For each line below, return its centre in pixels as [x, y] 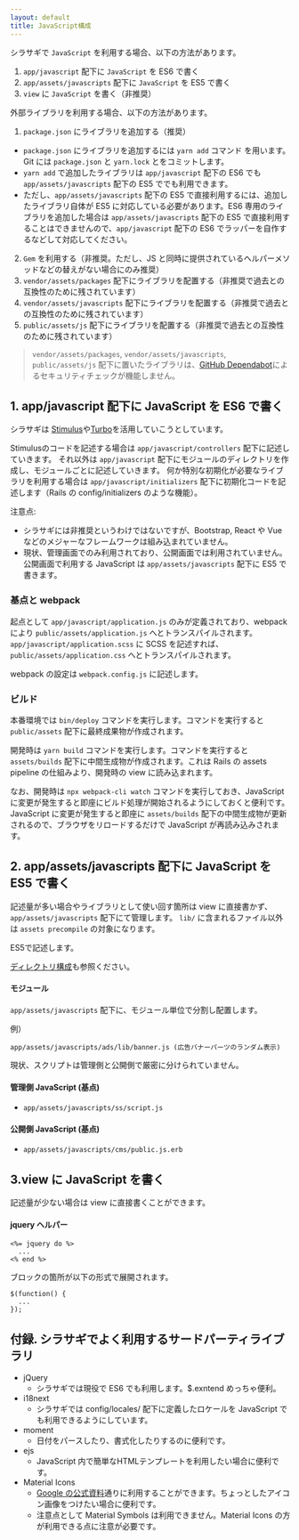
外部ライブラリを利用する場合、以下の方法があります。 [111, 112]
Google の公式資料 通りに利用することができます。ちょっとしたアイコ [163, 1493]
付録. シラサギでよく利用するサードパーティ [130, 1339]
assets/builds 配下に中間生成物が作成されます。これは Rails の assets [139, 761]
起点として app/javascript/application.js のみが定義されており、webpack [149, 621]
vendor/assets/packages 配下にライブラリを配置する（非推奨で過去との [154, 280]
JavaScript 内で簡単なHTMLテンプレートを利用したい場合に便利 [154, 1462]
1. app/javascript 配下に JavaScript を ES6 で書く [147, 406]
